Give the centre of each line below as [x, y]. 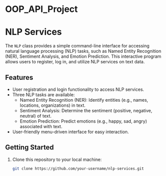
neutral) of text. [36, 116]
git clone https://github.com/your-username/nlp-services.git [78, 169]
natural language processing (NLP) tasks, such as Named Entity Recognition [83, 51]
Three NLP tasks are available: [43, 94]
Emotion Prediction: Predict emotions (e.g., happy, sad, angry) [83, 121]
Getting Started [30, 147]
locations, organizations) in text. [52, 105]
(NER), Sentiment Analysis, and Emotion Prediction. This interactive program [83, 56]
